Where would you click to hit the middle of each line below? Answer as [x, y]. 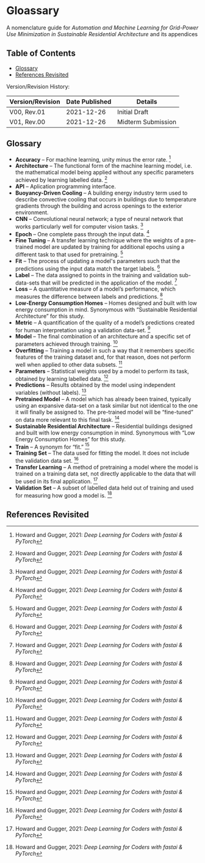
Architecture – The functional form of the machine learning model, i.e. [103, 166]
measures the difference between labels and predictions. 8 [89, 296]
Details [147, 102]
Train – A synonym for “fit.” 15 [52, 446]
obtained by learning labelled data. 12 [62, 378]
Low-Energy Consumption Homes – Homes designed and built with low [106, 303]
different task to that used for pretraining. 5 [69, 254]
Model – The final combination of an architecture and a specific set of [103, 337]
